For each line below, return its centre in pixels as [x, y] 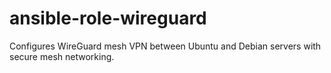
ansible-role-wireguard [108, 18]
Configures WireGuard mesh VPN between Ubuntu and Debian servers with [165, 46]
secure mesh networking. [62, 56]
